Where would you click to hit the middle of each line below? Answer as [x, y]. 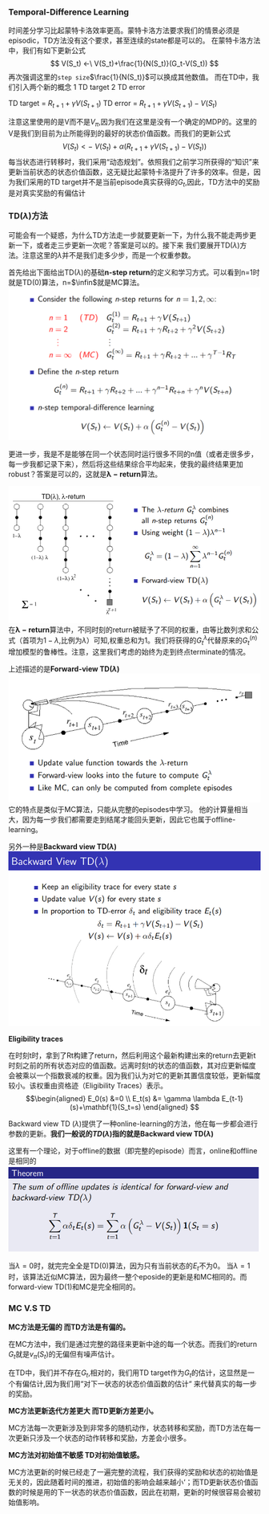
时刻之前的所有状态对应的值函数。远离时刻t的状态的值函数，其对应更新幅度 [132, 1066]
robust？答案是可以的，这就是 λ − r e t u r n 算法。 [85, 474]
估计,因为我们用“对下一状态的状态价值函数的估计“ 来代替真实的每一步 [143, 1384]
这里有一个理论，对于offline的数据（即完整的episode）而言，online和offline [133, 1151]
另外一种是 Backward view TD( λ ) [63, 847]
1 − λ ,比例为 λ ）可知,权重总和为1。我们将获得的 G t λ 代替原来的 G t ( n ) [151, 640]
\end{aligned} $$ [171, 1108]
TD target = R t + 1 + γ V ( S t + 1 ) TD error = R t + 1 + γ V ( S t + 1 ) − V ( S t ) [113, 104]
